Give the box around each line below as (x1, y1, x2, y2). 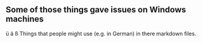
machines (5, 14, 44, 24)
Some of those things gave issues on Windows (5, 5, 186, 15)
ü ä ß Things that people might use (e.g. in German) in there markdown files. (5, 30, 197, 37)
